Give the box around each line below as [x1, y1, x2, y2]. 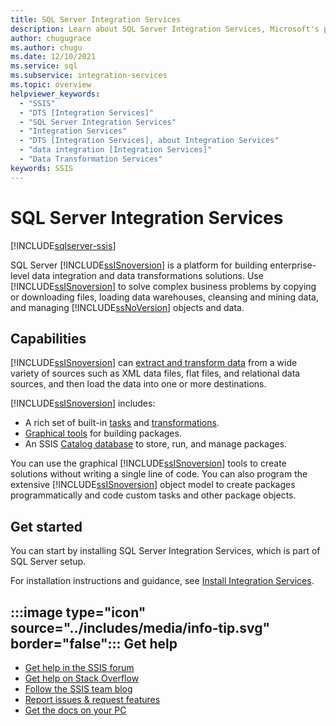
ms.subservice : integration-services [10, 71, 168, 81]
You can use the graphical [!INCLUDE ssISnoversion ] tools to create [10, 457, 287, 470]
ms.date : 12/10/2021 [10, 52, 97, 62]
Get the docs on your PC [24, 704, 127, 716]
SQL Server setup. [10, 556, 87, 568]
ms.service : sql [10, 61, 78, 71]
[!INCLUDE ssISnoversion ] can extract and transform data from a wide [10, 357, 298, 369]
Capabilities [10, 330, 87, 347]
